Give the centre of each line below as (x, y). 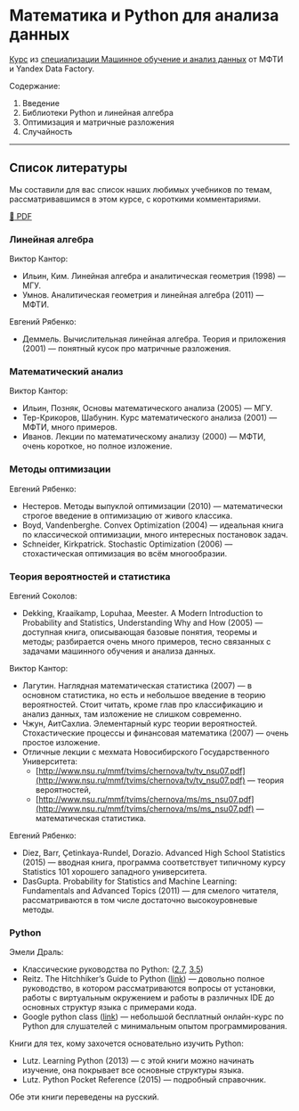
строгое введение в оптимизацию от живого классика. (127, 515)
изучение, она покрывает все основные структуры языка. (133, 1070)
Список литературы (68, 168)
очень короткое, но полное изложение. (97, 446)
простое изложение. (61, 742)
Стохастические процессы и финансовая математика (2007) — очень (155, 733)
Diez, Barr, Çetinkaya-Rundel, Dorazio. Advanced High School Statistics (154, 852)
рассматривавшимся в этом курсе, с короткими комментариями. (135, 199)
